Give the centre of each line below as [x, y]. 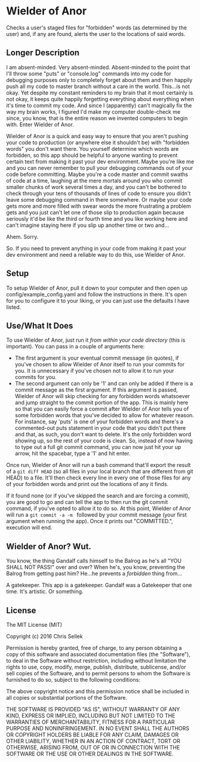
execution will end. [29, 527]
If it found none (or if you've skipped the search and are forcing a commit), [98, 496]
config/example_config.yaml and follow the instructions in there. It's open [96, 294]
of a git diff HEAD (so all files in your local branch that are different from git [100, 472]
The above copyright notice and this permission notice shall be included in [98, 691]
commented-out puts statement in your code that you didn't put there [100, 428]
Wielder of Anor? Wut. [49, 546]
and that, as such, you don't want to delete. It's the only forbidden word [103, 435]
